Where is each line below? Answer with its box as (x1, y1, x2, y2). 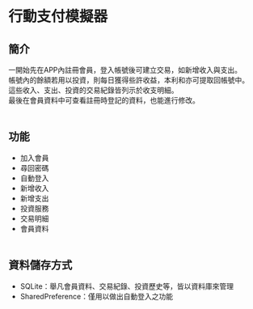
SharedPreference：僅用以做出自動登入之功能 (19, 291, 174, 301)
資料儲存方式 (8, 258, 73, 272)
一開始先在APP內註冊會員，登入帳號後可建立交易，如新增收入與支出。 (8, 66, 242, 74)
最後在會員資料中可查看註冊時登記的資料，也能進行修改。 (8, 95, 200, 105)
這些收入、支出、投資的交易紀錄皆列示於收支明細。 (8, 86, 179, 95)
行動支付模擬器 (8, 7, 108, 26)
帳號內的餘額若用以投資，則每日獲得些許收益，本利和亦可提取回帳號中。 (8, 75, 249, 85)
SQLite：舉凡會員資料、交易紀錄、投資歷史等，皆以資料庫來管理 (19, 281, 234, 291)
